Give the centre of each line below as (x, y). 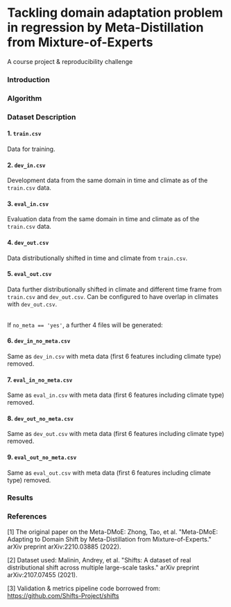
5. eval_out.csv (29, 274)
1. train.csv (24, 133)
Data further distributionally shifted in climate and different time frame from (114, 289)
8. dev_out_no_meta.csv (41, 418)
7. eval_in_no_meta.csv (40, 380)
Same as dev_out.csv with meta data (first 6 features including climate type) (116, 434)
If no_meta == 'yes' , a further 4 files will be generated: (85, 325)
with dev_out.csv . (32, 304)
